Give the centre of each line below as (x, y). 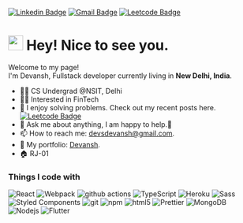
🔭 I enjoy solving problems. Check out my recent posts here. (118, 107)
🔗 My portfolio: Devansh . (60, 144)
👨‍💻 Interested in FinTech (59, 99)
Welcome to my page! (44, 67)
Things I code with (44, 177)
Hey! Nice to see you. (98, 45)
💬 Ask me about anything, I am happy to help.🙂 (95, 124)
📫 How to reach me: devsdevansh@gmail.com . (97, 133)
